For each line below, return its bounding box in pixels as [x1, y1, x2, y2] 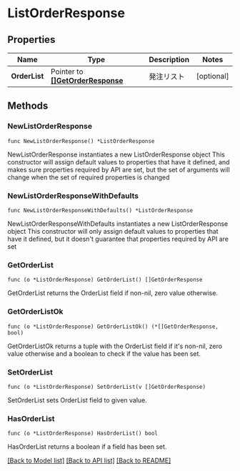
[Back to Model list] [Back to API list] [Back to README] [7, 456, 171, 465]
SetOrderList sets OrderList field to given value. [7, 395, 148, 405]
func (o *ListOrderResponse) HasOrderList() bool [7, 430, 159, 437]
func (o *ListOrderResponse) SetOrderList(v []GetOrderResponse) [7, 383, 206, 390]
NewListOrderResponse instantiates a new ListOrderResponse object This [7, 150, 225, 159]
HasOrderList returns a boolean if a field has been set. [7, 442, 167, 451]
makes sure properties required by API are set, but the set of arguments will [7, 165, 230, 174]
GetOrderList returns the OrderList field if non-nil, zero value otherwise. [7, 289, 218, 297]
